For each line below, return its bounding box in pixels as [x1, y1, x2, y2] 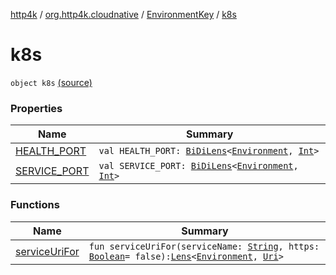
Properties [10, 101, 63, 115]
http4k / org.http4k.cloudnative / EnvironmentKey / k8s [10, 9, 237, 20]
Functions [10, 198, 60, 212]
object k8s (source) [10, 76, 93, 88]
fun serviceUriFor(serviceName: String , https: [88, 240, 320, 252]
